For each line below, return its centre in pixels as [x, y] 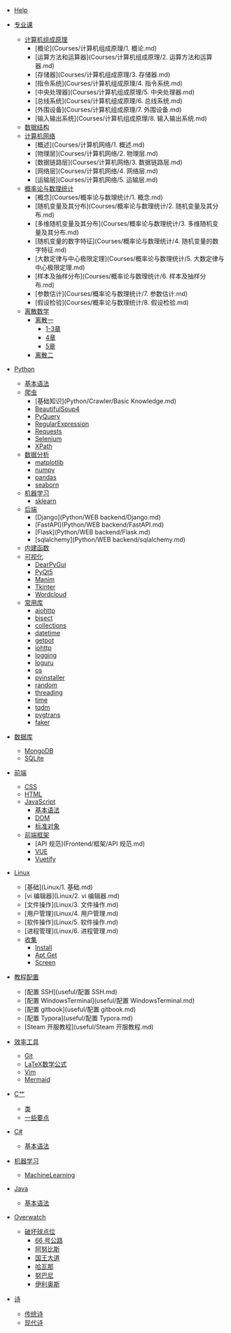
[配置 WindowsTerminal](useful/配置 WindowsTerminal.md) [110, 1001]
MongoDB [39, 751]
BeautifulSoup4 [57, 409]
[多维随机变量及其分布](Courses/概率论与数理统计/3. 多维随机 [124, 223]
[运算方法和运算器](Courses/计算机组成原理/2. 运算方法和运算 [124, 57]
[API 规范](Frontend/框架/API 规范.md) [90, 844]
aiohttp [45, 610]
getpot [44, 640]
